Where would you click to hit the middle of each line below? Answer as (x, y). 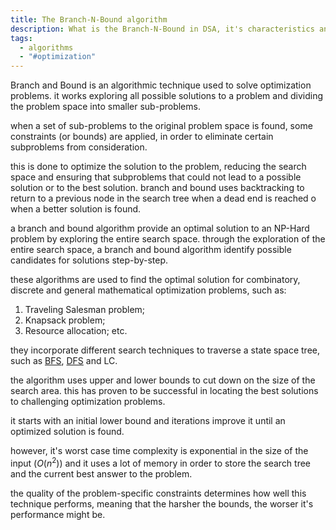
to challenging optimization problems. (88, 402)
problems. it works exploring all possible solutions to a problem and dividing (166, 96)
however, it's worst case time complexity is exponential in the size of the (159, 451)
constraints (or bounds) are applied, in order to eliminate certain (142, 137)
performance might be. (58, 514)
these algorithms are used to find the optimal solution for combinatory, (155, 280)
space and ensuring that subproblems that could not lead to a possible (156, 177)
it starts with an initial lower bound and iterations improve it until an (148, 421)
